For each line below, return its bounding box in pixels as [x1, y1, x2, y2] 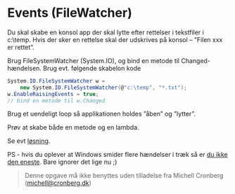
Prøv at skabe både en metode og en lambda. [7, 123, 139, 132]
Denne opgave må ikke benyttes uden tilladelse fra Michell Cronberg [24, 172, 224, 180]
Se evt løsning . [7, 137, 51, 145]
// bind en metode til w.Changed [7, 97, 106, 104]
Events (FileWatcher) [7, 5, 132, 21]
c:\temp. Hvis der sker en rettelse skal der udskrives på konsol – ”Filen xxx [7, 35, 223, 43]
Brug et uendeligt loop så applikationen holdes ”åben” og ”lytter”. [7, 110, 196, 118]
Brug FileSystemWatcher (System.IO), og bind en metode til [7, 56, 179, 64]
